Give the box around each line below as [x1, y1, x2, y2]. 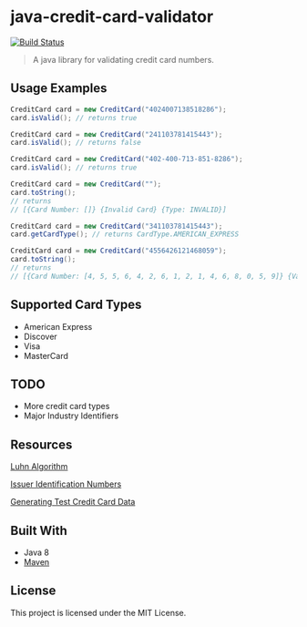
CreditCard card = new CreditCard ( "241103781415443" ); [10, 129, 223, 139]
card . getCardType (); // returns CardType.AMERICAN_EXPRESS [10, 230, 240, 239]
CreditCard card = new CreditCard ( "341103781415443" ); [10, 221, 223, 231]
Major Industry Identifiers [23, 410, 119, 421]
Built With [10, 522, 67, 539]
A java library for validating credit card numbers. [32, 54, 215, 65]
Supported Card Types [10, 297, 142, 313]
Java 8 [23, 547, 49, 558]
